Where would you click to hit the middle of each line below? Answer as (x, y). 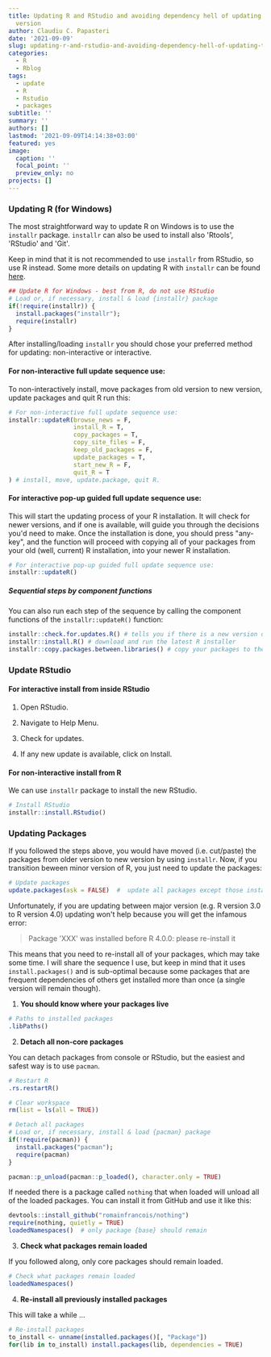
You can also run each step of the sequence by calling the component (125, 611)
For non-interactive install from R (65, 772)
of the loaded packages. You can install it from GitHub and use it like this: (130, 1201)
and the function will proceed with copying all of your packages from (141, 542)
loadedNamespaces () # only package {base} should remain (108, 1230)
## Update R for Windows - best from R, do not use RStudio (112, 291)
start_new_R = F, (102, 464)
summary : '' (28, 121)
